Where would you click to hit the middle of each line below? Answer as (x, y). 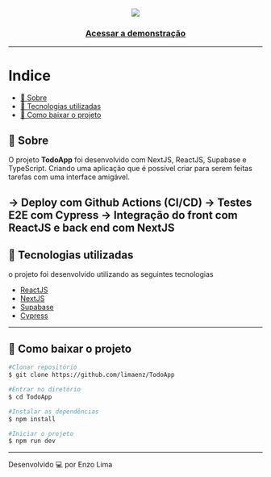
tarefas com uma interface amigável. (69, 177)
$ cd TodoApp (30, 397)
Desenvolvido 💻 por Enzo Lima (60, 465)
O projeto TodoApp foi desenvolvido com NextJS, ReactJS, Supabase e (128, 160)
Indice (29, 75)
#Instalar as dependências (54, 412)
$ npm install (32, 419)
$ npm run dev (32, 441)
